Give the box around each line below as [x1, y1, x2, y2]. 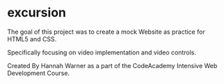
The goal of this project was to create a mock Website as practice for [7, 28, 205, 36]
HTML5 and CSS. [7, 34, 57, 43]
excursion [7, 5, 66, 21]
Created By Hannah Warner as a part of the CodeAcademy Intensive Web [7, 61, 218, 70]
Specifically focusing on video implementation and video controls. [7, 48, 197, 56]
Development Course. [7, 69, 70, 77]
